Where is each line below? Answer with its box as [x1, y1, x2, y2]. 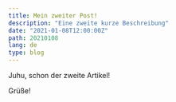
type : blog [8, 49, 45, 57]
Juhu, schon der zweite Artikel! [8, 71, 111, 80]
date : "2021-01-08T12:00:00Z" [8, 26, 109, 34]
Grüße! [8, 86, 31, 96]
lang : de [8, 41, 37, 49]
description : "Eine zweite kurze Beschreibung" [8, 19, 170, 27]
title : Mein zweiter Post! [8, 11, 98, 20]
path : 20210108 [8, 33, 59, 42]
